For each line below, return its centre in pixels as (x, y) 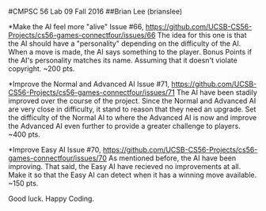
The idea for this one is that (202, 35)
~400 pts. (25, 134)
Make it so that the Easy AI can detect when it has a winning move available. (133, 175)
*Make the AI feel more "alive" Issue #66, (76, 26)
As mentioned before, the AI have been (172, 158)
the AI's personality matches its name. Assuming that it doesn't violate (123, 60)
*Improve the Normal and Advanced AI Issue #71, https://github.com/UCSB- (133, 84)
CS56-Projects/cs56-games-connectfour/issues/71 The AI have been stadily (133, 92)
